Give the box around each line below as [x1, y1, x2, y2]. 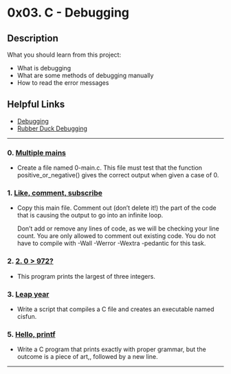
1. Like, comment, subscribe [7, 188, 103, 198]
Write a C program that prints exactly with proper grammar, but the [16, 345, 206, 353]
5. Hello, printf [7, 329, 56, 339]
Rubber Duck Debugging [16, 124, 88, 132]
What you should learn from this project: [7, 50, 122, 59]
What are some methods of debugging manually [16, 71, 154, 79]
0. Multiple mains [7, 148, 67, 157]
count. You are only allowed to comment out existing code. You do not [16, 232, 217, 240]
